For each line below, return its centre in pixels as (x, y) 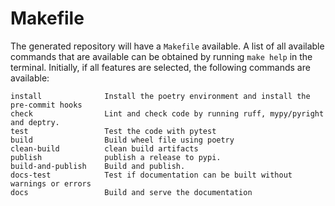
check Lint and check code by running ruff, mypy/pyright (167, 113)
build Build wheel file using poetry (122, 140)
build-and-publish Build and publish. (98, 166)
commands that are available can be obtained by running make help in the (161, 56)
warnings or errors (51, 183)
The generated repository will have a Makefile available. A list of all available (167, 46)
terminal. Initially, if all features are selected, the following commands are (160, 67)
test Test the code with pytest (113, 131)
